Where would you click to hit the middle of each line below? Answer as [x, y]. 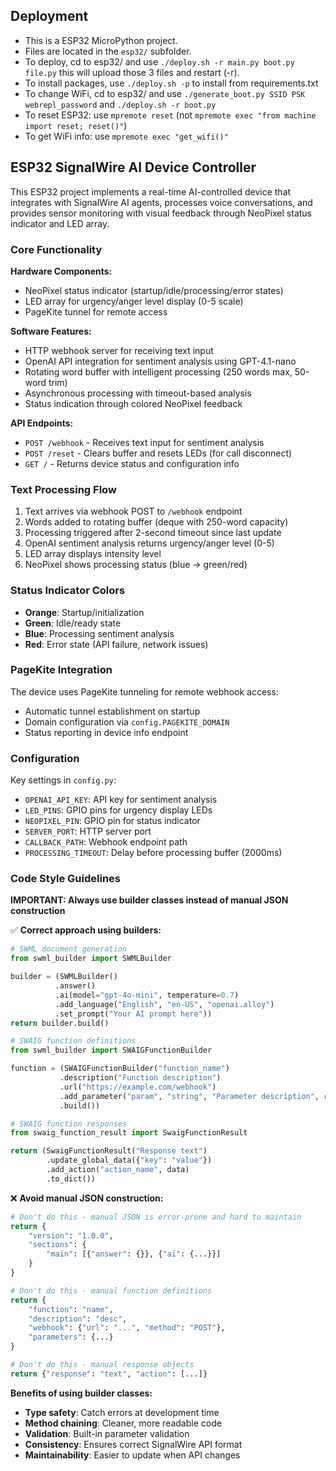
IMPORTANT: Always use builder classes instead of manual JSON [149, 900]
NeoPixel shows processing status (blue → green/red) [136, 565]
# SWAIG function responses [69, 1124]
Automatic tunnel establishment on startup [112, 711]
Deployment [49, 16]
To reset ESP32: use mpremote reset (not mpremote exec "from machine [170, 115]
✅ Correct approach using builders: [86, 930]
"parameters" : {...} [71, 1337]
